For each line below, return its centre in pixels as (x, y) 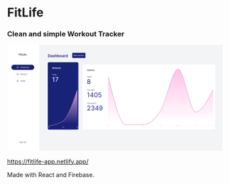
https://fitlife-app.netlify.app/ (48, 161)
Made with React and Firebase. (51, 174)
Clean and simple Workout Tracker (66, 34)
